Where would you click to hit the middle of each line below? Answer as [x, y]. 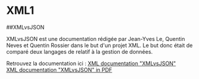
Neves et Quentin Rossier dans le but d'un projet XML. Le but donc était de [99, 45]
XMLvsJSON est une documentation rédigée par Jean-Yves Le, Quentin [96, 39]
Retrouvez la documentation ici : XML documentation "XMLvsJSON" [91, 63]
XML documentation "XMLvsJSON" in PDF [59, 69]
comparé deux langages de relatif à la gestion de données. [80, 51]
